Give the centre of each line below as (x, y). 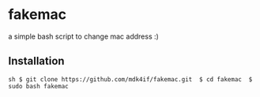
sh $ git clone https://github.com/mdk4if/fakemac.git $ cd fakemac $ (130, 79)
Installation (36, 61)
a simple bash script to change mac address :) (84, 36)
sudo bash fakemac (38, 86)
